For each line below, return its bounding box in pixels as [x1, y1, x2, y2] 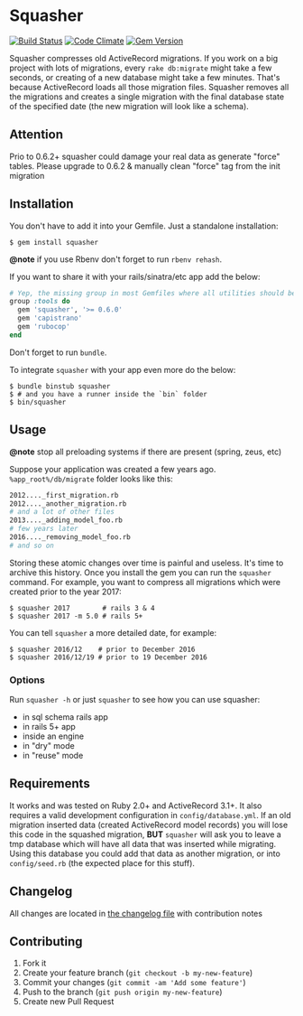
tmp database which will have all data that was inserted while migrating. [9, 838, 277, 849]
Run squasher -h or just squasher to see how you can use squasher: [9, 694, 261, 705]
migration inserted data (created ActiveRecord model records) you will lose [9, 819, 289, 830]
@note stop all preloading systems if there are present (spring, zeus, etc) [9, 446, 282, 457]
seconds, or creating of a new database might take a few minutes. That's [9, 71, 281, 82]
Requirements [9, 776, 90, 791]
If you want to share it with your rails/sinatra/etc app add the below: [9, 271, 261, 282]
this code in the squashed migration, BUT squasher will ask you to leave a [9, 828, 281, 840]
